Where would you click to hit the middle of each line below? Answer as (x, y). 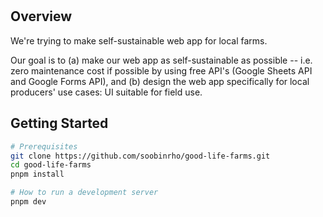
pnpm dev (28, 202)
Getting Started (59, 123)
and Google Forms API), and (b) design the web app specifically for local (160, 81)
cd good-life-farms (51, 165)
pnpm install (37, 174)
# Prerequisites (44, 146)
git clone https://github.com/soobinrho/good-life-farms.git (140, 156)
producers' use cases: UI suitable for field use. (106, 92)
